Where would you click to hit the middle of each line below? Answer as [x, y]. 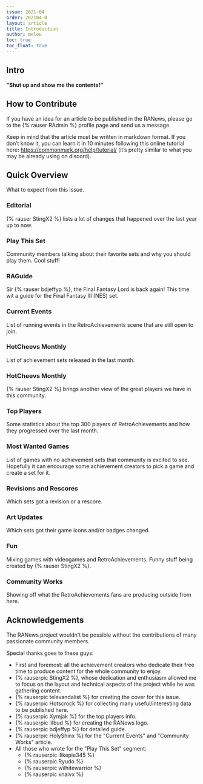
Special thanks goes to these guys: [50, 653]
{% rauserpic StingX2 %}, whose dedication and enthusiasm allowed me [106, 677]
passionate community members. [48, 641]
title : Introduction [32, 29]
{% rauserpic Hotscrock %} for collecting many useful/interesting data [103, 703]
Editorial [19, 206]
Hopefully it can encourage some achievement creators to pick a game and [100, 466]
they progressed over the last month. [52, 431]
